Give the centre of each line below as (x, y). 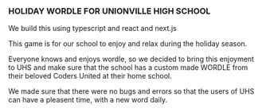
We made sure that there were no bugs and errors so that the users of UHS (131, 91)
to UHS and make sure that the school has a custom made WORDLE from (128, 68)
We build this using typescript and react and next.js (92, 29)
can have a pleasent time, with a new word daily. (88, 100)
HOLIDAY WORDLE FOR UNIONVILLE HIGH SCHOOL (109, 11)
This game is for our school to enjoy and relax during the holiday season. (128, 44)
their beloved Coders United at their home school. (90, 76)
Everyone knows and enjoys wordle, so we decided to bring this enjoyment (131, 59)
